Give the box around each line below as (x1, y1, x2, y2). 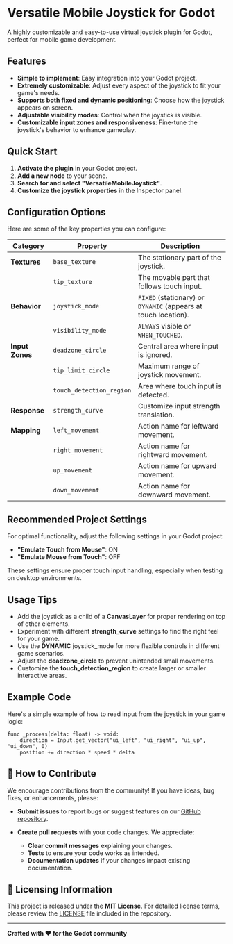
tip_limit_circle (53, 367, 110, 374)
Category (12, 241, 45, 251)
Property (77, 241, 107, 251)
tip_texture (53, 278, 92, 286)
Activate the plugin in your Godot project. (17, 164, 137, 172)
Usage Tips (7, 594, 58, 606)
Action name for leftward (137, 422, 219, 431)
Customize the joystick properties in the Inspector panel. (17, 186, 183, 194)
